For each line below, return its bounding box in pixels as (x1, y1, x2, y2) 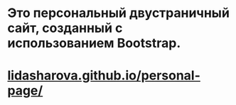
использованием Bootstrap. (7, 35, 181, 51)
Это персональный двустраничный (7, 5, 230, 21)
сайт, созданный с (7, 20, 123, 36)
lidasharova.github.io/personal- (7, 67, 201, 84)
